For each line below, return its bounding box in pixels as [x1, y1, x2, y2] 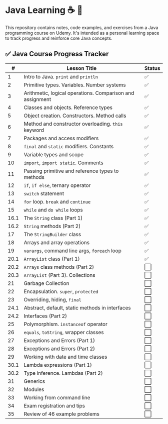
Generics [23, 378, 45, 385]
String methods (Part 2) [23, 223, 81, 230]
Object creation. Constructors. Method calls [23, 112, 126, 119]
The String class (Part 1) [23, 215, 83, 222]
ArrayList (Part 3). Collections [23, 271, 95, 278]
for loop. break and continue [23, 198, 91, 205]
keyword [23, 127, 44, 134]
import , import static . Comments [23, 159, 103, 166]
